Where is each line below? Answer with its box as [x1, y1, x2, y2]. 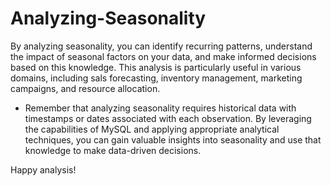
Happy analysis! [10, 163, 77, 176]
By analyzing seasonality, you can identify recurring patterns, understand [10, 40, 313, 52]
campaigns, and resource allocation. [10, 82, 161, 94]
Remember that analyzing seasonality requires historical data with [24, 102, 297, 114]
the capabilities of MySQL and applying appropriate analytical [24, 123, 280, 135]
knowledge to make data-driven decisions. [24, 144, 202, 156]
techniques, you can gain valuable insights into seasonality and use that [24, 133, 322, 146]
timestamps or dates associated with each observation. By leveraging [24, 112, 312, 124]
